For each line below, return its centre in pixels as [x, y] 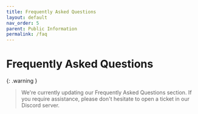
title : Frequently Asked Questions [51, 12]
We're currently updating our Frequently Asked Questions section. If [107, 93]
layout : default [27, 17]
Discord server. [40, 106]
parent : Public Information [42, 29]
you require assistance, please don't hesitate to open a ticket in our [105, 99]
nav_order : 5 [23, 23]
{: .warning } [22, 81]
